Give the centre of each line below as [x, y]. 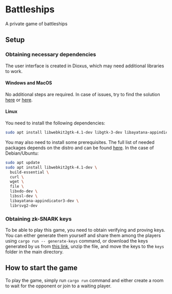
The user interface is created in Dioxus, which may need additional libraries [85, 66]
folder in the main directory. [35, 252]
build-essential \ [30, 172]
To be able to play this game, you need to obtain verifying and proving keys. [85, 230]
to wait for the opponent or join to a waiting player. [58, 286]
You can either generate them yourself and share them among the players [83, 235]
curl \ [17, 177]
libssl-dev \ [24, 196]
